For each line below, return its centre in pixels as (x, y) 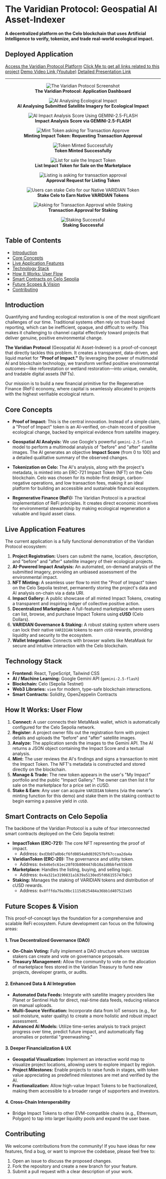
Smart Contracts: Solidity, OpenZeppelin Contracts (65, 694)
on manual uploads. (32, 1005)
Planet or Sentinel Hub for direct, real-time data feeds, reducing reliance (86, 1000)
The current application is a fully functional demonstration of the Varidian (80, 541)
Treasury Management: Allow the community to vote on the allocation (84, 962)
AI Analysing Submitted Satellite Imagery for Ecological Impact (83, 106)
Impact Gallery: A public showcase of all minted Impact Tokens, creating (86, 598)
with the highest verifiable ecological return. (50, 394)
